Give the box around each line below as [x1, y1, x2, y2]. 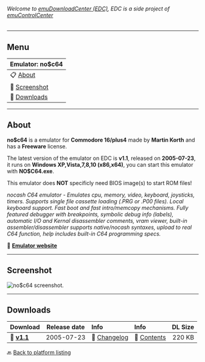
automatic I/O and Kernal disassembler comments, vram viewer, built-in [7, 217, 188, 224]
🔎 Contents [134, 333, 166, 342]
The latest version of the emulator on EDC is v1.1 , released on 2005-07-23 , [7, 154, 196, 162]
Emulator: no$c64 [10, 60, 63, 68]
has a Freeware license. [7, 142, 68, 150]
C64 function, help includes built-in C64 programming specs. [7, 230, 161, 237]
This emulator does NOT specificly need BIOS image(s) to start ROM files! [7, 179, 192, 186]
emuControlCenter [7, 11, 54, 18]
